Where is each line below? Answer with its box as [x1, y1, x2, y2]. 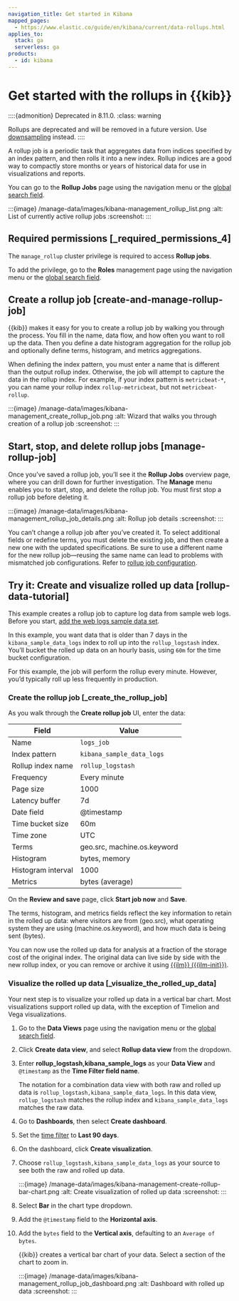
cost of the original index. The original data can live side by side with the [8, 953, 221, 961]
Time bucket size [11, 819, 69, 829]
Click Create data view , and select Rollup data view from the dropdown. [18, 1045, 232, 1053]
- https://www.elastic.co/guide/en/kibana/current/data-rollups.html [14, 24, 225, 31]
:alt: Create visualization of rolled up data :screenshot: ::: [60, 1187, 227, 1195]
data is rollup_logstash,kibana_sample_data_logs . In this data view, [18, 1088, 217, 1096]
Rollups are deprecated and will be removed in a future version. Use [8, 125, 207, 133]
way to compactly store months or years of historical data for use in [8, 161, 207, 170]
